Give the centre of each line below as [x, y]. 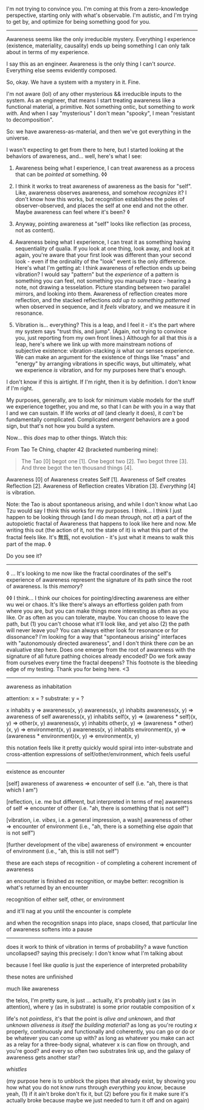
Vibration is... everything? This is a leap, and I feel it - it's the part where [105, 325]
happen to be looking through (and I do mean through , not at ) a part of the [99, 517]
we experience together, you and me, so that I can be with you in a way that [101, 406]
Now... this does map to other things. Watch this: [67, 438]
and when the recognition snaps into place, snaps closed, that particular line [102, 923]
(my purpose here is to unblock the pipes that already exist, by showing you [101, 1081]
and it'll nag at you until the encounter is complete [69, 911]
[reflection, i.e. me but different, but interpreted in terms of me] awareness [100, 801]
